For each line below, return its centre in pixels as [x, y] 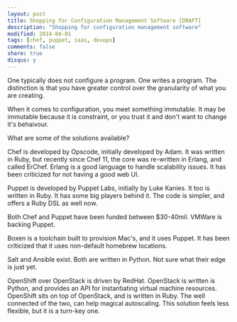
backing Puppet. [31, 224]
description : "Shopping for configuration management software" [104, 27]
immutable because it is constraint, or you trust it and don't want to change [117, 116]
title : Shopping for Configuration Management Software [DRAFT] [104, 21]
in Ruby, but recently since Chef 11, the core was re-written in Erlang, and [115, 159]
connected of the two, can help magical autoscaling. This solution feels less [118, 303]
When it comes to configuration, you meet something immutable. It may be [116, 109]
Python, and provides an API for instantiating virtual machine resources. [112, 288]
